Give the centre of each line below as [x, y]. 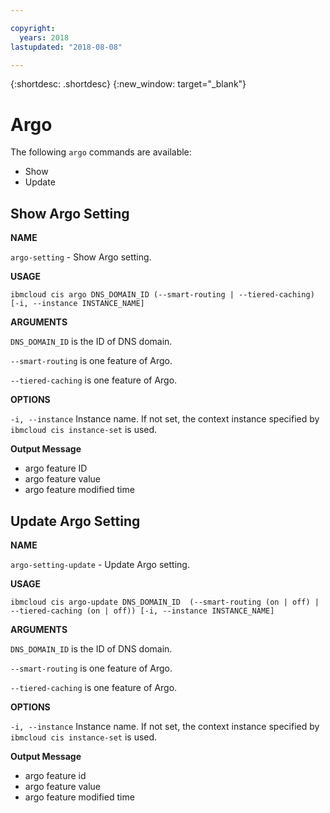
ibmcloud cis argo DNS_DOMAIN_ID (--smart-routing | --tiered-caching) [162, 295]
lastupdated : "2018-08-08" [66, 47]
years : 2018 [44, 37]
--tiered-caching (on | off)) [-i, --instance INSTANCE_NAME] [142, 611]
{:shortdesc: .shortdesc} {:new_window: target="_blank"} [128, 84]
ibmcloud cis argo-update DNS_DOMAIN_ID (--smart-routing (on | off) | [165, 602]
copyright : [33, 28]
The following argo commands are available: [101, 152]
